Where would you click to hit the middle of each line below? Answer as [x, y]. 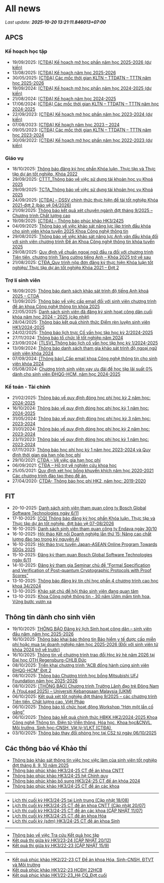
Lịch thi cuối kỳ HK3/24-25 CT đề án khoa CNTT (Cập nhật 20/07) [79, 805]
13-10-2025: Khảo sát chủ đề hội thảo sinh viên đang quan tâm [75, 591]
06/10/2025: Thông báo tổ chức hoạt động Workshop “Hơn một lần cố [83, 707]
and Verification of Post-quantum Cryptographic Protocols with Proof [82, 571]
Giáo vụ [14, 158]
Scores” [20, 575]
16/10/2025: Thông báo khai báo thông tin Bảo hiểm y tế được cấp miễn [84, 639]
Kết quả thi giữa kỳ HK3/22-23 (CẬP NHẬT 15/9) [61, 845]
